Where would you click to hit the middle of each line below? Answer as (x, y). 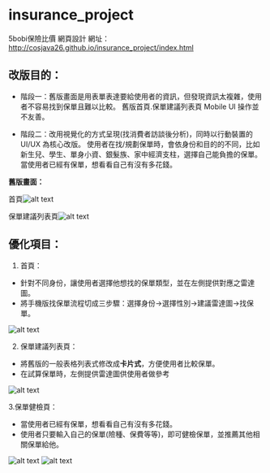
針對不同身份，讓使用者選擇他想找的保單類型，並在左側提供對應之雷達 (137, 283)
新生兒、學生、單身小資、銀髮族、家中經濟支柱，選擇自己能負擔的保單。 (141, 154)
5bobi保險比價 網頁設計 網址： (59, 38)
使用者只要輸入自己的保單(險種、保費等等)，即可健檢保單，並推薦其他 (137, 434)
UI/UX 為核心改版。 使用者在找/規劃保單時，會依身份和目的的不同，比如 (140, 144)
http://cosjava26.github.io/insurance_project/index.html (101, 47)
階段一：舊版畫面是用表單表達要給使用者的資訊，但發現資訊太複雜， (134, 96)
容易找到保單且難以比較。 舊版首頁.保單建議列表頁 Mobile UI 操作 (144, 106)
